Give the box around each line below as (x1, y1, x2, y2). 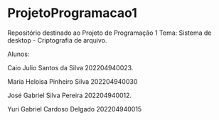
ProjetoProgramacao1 (7, 5, 137, 21)
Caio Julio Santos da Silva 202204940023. (7, 63, 134, 72)
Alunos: (7, 50, 30, 58)
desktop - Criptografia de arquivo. (7, 36, 107, 44)
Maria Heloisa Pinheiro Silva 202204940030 (7, 77, 138, 86)
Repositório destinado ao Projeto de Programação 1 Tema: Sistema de (7, 28, 212, 37)
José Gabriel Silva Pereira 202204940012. (7, 91, 132, 99)
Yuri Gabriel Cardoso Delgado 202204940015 (7, 104, 142, 113)
